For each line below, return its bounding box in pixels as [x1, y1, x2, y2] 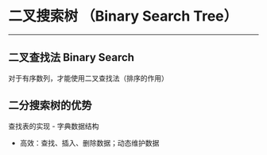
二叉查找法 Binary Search [8, 51, 135, 64]
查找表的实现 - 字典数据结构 [8, 121, 99, 130]
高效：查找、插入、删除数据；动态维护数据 [19, 138, 160, 147]
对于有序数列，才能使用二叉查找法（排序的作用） [8, 73, 168, 83]
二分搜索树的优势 [8, 99, 92, 112]
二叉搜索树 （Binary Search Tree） [8, 7, 238, 25]
